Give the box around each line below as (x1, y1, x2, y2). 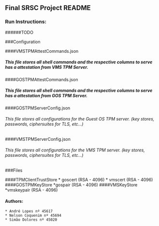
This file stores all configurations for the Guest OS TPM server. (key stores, (5, 116, 155, 122)
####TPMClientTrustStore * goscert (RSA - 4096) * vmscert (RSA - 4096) (5, 177, 153, 183)
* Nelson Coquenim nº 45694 (5, 213, 62, 218)
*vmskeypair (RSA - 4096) (5, 187, 58, 193)
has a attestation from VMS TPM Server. (5, 64, 88, 70)
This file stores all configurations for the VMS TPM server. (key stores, (5, 147, 145, 153)
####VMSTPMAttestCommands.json (5, 48, 79, 54)
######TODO (5, 29, 34, 35)
